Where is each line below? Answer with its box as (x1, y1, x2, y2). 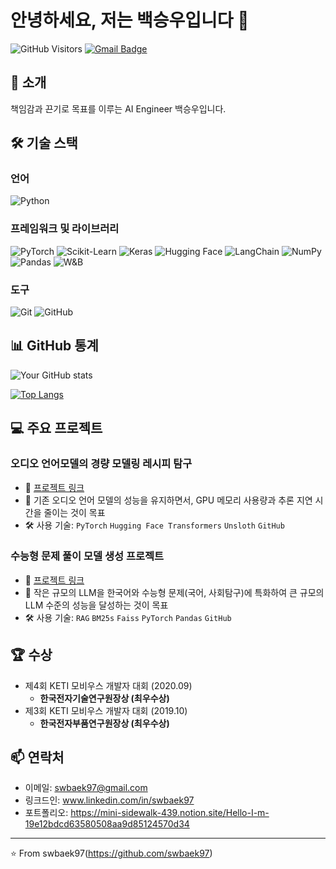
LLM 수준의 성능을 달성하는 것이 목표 (24, 599, 169, 611)
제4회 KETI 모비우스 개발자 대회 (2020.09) (24, 679, 193, 691)
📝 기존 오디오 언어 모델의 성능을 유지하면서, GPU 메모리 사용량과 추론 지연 (24, 494, 313, 506)
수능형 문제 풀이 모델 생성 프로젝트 (10, 549, 165, 563)
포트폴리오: (24, 807, 69, 819)
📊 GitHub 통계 (10, 337, 99, 355)
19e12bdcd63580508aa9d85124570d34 (24, 818, 190, 830)
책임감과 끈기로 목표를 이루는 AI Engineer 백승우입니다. (10, 102, 227, 115)
